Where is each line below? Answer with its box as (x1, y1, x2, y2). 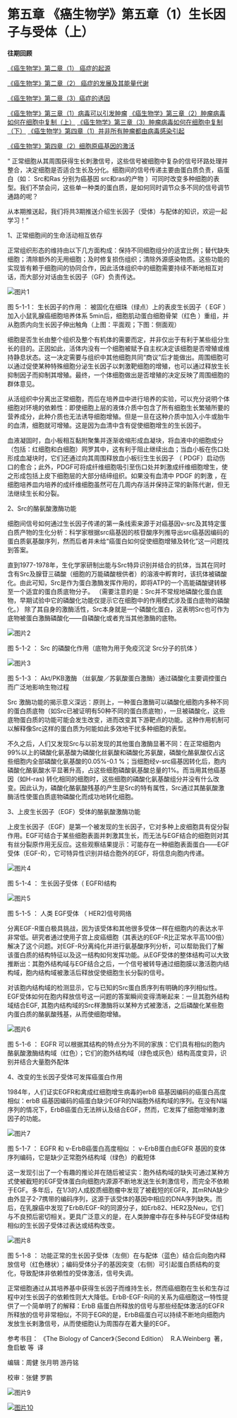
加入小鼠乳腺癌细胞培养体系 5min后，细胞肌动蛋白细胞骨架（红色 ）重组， (7, 311, 224, 320)
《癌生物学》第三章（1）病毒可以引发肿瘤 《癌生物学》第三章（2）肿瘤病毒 (7, 109, 226, 117)
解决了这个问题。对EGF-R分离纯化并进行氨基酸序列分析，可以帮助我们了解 (7, 941, 224, 950)
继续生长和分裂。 (13, 489, 63, 497)
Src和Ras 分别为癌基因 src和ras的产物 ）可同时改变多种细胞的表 (33, 174, 220, 182)
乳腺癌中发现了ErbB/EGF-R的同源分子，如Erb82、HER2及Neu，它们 (25, 1203, 224, 1211)
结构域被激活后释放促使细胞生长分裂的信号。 (37, 968, 168, 977)
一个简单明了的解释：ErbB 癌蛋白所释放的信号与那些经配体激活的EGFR (19, 1301, 224, 1310)
